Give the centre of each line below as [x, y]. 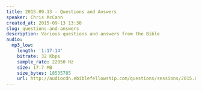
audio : [14, 40]
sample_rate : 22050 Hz [45, 62]
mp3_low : [23, 45]
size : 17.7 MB [35, 67]
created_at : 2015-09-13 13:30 [44, 23]
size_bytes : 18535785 [44, 73]
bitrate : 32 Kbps [39, 56]
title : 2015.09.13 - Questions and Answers [62, 12]
